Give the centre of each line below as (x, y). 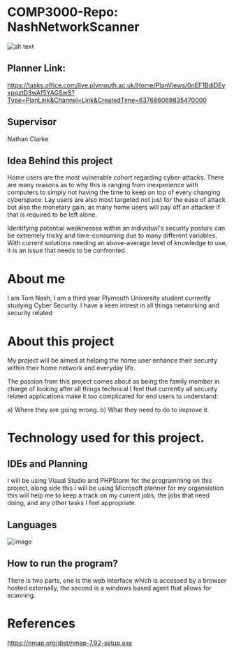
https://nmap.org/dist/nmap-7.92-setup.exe (70, 643)
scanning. (22, 595)
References (41, 624)
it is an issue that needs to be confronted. (67, 250)
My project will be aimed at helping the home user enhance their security (112, 361)
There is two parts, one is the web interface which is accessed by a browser (117, 580)
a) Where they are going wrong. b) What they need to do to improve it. (108, 410)
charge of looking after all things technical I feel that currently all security (112, 389)
